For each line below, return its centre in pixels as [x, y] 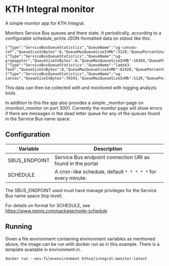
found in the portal [76, 163]
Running [19, 227]
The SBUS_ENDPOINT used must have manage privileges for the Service [81, 190]
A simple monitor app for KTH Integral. [45, 23]
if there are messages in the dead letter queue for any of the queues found [82, 113]
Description [108, 148]
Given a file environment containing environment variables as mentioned [80, 239]
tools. [11, 93]
